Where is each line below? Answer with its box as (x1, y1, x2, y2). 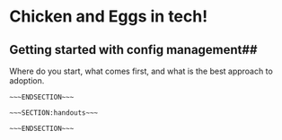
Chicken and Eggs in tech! (9, 6, 208, 27)
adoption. (9, 75, 45, 86)
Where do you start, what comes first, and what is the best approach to (9, 66, 274, 76)
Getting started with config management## (9, 42, 258, 57)
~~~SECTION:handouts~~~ (9, 109, 99, 118)
